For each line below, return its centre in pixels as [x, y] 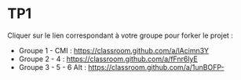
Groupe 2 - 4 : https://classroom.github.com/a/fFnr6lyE [108, 59]
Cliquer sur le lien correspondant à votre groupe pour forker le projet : [120, 35]
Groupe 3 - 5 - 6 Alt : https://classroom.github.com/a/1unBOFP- [121, 67]
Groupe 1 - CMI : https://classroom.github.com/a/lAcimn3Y [114, 50]
